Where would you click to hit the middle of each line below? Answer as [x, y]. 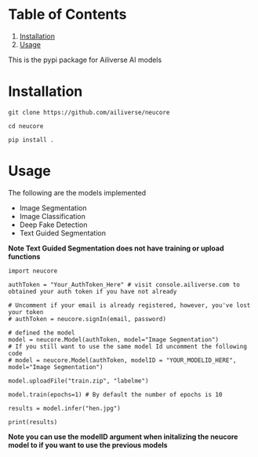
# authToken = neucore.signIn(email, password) [87, 319]
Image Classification [53, 216]
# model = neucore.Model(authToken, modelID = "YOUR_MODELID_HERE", [122, 360]
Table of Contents [67, 15]
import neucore [33, 271]
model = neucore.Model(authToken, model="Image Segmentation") [114, 339]
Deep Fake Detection [53, 225]
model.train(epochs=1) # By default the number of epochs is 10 [115, 394]
